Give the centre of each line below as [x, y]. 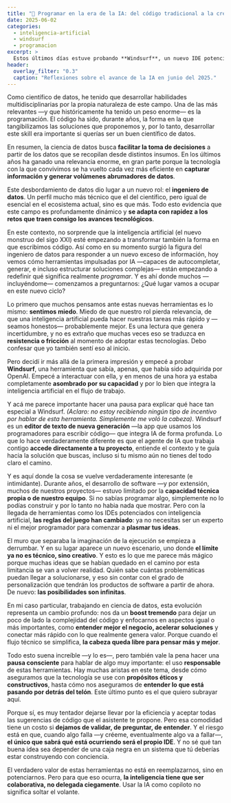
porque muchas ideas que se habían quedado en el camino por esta [103, 563]
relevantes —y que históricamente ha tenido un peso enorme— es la [104, 112]
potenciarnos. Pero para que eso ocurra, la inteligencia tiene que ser [106, 777]
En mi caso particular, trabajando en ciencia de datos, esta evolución [104, 606]
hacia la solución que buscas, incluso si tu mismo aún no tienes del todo [109, 456]
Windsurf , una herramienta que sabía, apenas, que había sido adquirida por [115, 369]
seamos [18, 326]
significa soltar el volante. [44, 792]
